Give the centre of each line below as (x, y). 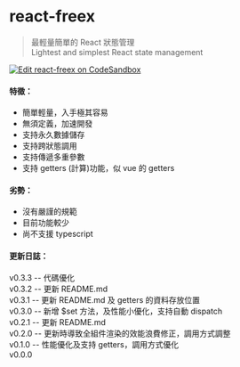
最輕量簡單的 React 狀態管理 (83, 42)
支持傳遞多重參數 (53, 157)
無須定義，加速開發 (57, 124)
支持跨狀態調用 (49, 146)
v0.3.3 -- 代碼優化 (42, 277)
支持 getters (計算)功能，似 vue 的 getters (98, 168)
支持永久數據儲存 (53, 135)
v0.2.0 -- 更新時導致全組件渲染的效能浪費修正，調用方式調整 (120, 333)
